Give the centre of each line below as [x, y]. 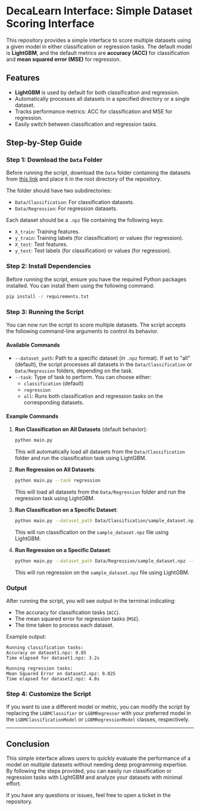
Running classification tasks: [45, 648]
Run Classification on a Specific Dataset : [66, 510]
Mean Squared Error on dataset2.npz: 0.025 [61, 674]
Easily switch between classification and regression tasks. [86, 124]
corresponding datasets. [54, 403]
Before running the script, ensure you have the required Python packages [96, 279]
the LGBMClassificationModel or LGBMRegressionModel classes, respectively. [98, 720]
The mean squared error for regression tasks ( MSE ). [77, 619]
